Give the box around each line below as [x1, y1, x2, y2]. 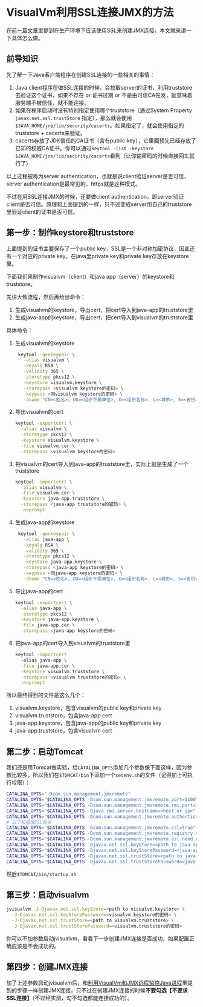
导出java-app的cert [14, 587, 63, 594]
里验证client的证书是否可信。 [6, 208, 79, 215]
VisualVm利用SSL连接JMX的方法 [6, 5, 174, 19]
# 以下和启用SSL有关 [6, 819, 52, 825]
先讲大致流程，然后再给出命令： [6, 293, 86, 301]
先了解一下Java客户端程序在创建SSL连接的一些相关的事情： [6, 71, 155, 78]
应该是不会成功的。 [11, 942, 59, 949]
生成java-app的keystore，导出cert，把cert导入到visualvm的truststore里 [14, 313, 193, 321]
